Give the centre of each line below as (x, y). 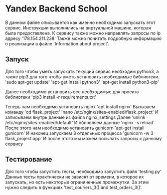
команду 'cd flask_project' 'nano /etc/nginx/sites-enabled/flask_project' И (82, 112)
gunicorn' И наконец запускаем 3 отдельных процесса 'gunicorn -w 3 (79, 133)
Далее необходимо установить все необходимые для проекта (72, 92)
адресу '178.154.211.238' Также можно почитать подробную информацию (83, 38)
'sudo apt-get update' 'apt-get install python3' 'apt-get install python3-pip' (82, 82)
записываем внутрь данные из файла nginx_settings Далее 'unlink (75, 117)
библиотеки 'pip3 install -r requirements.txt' (51, 97)
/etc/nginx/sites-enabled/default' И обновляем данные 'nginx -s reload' (80, 122)
